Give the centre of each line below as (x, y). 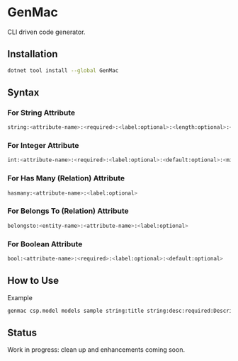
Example (20, 297)
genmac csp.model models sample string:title (75, 311)
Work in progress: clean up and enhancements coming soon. (96, 350)
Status (22, 332)
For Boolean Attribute (45, 243)
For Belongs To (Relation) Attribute (68, 211)
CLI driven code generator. (46, 32)
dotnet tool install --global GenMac (63, 70)
